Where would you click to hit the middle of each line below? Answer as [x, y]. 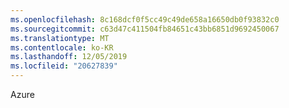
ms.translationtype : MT [60, 38]
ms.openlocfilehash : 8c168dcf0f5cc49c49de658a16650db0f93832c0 [145, 19]
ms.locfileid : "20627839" [64, 66]
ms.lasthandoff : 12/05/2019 [69, 57]
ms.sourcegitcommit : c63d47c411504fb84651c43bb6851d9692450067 [145, 29]
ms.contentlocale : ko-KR [62, 47]
